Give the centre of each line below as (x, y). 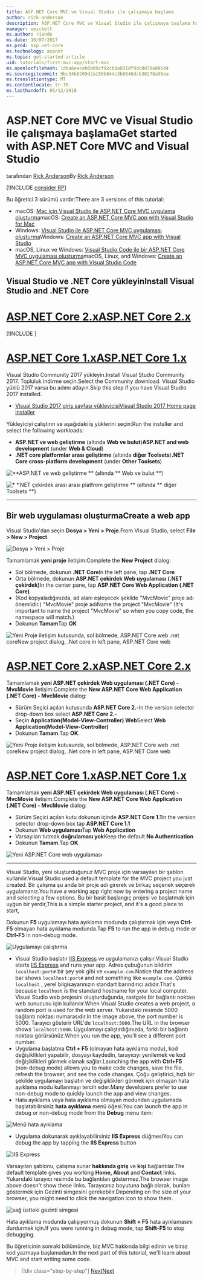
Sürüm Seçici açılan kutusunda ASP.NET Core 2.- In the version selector (105, 707)
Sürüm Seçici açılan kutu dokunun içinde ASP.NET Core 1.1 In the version (105, 817)
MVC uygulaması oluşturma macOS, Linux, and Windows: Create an (98, 256)
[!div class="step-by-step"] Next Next (68, 1270)
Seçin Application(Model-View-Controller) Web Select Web (90, 720)
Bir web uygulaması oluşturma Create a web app (98, 516)
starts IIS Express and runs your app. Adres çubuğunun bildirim (94, 965)
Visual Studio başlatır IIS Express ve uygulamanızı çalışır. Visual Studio (101, 958)
